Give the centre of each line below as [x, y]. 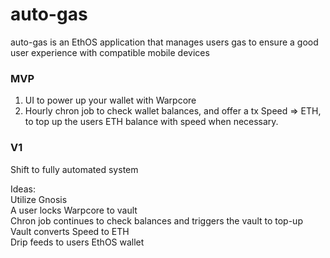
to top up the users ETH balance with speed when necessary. [151, 122]
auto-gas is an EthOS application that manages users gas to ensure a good [164, 42]
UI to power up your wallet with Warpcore [110, 100]
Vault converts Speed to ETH [70, 231]
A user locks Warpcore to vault [74, 210]
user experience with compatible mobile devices [110, 52]
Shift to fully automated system [74, 169]
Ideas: [23, 189]
